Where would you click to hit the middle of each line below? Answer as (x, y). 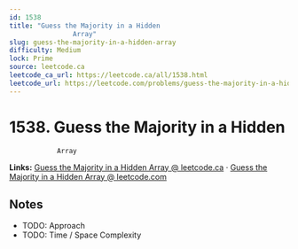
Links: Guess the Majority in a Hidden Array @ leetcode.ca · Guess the (138, 167)
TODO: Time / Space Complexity (82, 235)
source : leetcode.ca (47, 67)
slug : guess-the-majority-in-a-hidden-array (93, 42)
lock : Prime (31, 58)
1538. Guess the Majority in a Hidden (147, 127)
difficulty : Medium (45, 51)
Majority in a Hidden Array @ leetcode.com (88, 176)
